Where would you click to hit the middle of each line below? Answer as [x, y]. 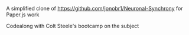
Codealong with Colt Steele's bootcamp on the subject [73, 26]
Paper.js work [23, 15]
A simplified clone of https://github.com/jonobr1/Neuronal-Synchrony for [94, 8]
